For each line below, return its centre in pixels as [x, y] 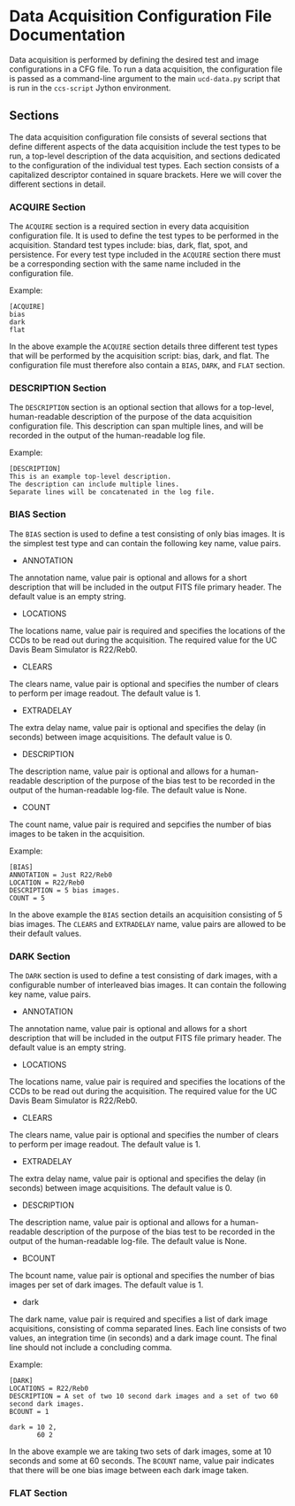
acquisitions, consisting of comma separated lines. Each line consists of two [148, 1328]
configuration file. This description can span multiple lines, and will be [136, 426]
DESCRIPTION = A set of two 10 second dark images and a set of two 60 [144, 1396]
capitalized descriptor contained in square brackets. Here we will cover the [146, 174]
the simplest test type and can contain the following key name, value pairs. [145, 543]
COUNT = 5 [27, 898]
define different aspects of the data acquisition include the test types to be [145, 146]
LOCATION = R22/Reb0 [47, 883]
